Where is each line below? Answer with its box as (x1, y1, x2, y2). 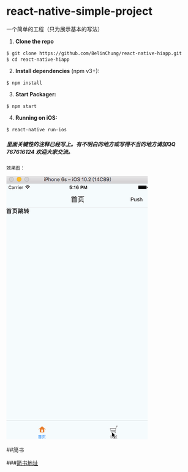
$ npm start (6, 103, 37, 109)
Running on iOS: (15, 114, 58, 121)
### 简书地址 (6, 459, 39, 466)
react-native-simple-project (6, 4, 153, 18)
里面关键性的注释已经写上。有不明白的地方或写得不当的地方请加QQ (6, 140, 176, 148)
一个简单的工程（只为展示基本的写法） (6, 25, 103, 33)
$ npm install (6, 80, 43, 86)
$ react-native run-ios (6, 126, 67, 133)
